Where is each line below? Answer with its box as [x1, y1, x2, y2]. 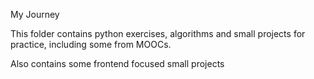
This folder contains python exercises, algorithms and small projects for [10, 28, 306, 39]
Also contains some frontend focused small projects [10, 58, 225, 69]
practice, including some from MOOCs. [10, 39, 172, 50]
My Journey [10, 9, 60, 20]
